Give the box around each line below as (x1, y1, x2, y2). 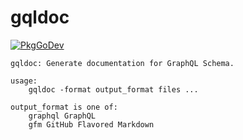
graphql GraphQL (28, 111, 97, 121)
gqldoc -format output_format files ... (28, 84, 199, 95)
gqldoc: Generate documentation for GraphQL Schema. (10, 58, 235, 68)
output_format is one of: (10, 102, 118, 112)
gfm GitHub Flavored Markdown (28, 119, 155, 130)
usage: (10, 76, 38, 86)
